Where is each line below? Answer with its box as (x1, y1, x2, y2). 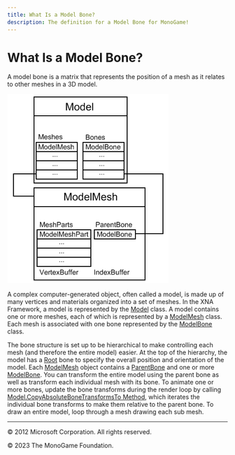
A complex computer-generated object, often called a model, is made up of (7, 290, 225, 298)
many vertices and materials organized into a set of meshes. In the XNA (7, 298, 214, 306)
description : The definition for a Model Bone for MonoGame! (7, 18, 190, 26)
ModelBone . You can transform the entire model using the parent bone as (7, 370, 219, 379)
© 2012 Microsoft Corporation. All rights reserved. (7, 428, 152, 436)
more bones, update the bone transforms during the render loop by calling (7, 385, 222, 394)
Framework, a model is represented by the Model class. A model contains (7, 305, 219, 314)
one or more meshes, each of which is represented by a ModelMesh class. (7, 312, 222, 321)
